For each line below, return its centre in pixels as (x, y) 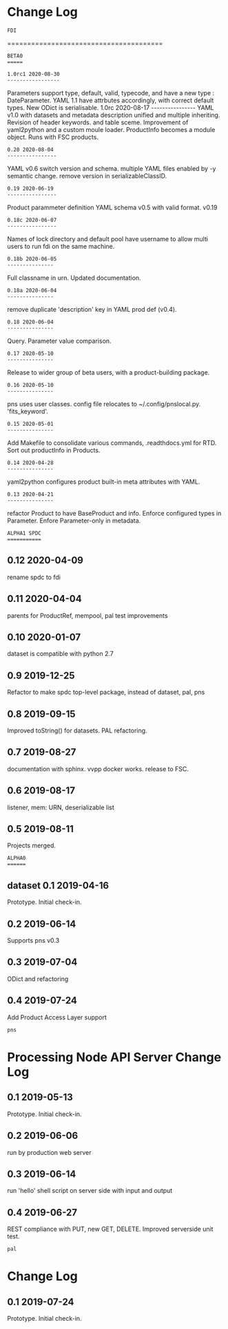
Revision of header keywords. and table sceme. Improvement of (98, 122)
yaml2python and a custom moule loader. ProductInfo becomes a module (111, 129)
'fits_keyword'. (28, 411)
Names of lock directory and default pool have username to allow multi (108, 238)
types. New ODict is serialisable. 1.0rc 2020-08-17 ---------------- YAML (111, 107)
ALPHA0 (17, 858)
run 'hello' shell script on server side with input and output (90, 1191)
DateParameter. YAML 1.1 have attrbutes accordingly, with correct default (111, 100)
